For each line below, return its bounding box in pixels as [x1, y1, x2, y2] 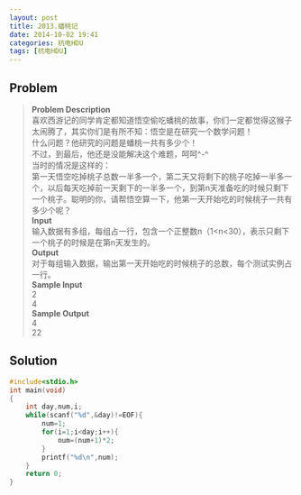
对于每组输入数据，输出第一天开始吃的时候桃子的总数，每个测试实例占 [31, 258, 293, 269]
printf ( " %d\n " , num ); [41, 453, 119, 462]
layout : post [9, 13, 59, 23]
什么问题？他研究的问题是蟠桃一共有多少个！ [31, 137, 198, 148]
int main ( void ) [9, 385, 67, 395]
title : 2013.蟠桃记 [9, 22, 78, 31]
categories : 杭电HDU [9, 38, 84, 48]
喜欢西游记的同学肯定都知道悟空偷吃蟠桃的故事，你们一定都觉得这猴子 [31, 115, 293, 125]
